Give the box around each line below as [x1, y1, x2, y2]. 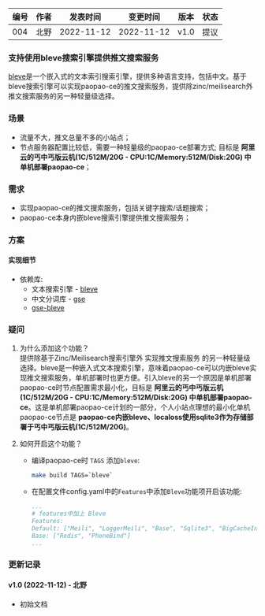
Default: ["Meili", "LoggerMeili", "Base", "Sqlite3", [31, 524, 215, 533]
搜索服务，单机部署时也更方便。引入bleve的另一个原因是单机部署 [40, 373, 252, 383]
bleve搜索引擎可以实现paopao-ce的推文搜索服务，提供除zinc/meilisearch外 [8, 82, 254, 91]
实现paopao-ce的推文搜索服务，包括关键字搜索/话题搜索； [19, 202, 211, 212]
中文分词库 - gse [31, 295, 86, 304]
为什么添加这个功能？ [19, 343, 89, 353]
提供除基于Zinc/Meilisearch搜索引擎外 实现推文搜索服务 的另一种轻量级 [19, 354, 251, 363]
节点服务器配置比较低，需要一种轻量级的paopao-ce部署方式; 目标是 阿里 [19, 142, 256, 152]
